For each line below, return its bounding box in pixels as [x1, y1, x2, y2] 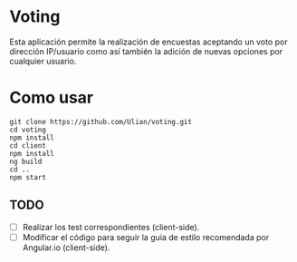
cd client [9, 141, 47, 150]
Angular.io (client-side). [22, 242, 110, 253]
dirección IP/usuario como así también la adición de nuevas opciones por [9, 45, 283, 56]
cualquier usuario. [9, 55, 77, 66]
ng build [9, 157, 43, 166]
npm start [9, 172, 47, 182]
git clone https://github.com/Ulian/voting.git [9, 117, 193, 126]
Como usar [9, 88, 94, 108]
